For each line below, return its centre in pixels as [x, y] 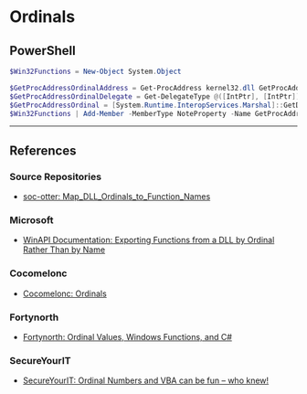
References [43, 150]
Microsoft [32, 219]
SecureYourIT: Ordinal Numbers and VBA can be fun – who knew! [146, 380]
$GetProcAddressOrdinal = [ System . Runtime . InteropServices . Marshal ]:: [147, 105]
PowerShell [42, 51]
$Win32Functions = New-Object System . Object [95, 71]
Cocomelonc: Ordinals [64, 293]
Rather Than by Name [64, 250]
